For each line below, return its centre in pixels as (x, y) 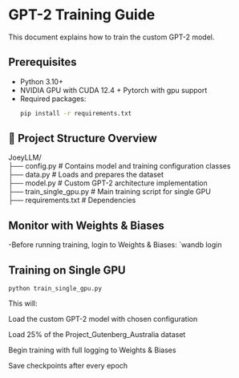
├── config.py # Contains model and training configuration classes (119, 166)
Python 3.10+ (42, 81)
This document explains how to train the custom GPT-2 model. (111, 37)
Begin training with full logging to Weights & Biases (92, 350)
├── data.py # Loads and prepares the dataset (86, 175)
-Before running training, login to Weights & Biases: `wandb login (115, 245)
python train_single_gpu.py (55, 289)
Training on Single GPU (67, 270)
